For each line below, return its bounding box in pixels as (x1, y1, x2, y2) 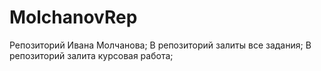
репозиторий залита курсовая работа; (9, 49, 174, 61)
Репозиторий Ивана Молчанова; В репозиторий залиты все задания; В (9, 39, 312, 51)
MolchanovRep (9, 6, 138, 29)
